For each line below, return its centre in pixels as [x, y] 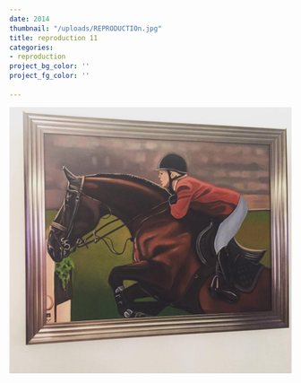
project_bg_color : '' [50, 66]
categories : [31, 48]
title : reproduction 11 [54, 38]
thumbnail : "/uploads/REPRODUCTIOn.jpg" [86, 28]
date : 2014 [30, 19]
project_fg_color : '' [50, 76]
